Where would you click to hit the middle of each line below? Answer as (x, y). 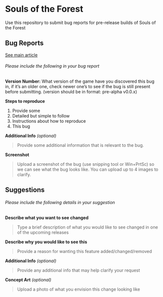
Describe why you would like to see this (46, 242)
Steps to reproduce (25, 101)
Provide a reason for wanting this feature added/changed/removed (84, 251)
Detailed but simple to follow (41, 115)
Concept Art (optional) (28, 279)
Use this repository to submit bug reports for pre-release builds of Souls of (81, 23)
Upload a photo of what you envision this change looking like (79, 289)
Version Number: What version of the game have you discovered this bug (80, 81)
